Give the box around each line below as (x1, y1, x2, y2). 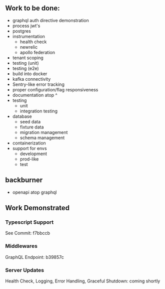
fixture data (19, 124, 44, 130)
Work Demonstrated (5, 204, 70, 212)
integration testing (19, 108, 57, 114)
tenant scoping (12, 55, 43, 61)
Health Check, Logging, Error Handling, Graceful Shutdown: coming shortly (5, 278, 160, 284)
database (12, 113, 32, 119)
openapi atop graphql (12, 189, 57, 195)
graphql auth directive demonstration (12, 17, 89, 23)
